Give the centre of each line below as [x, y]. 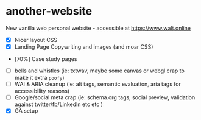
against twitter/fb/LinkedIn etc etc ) [58, 104]
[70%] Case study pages [46, 59]
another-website [49, 11]
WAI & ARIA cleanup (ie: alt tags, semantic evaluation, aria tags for [97, 84]
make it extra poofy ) [39, 78]
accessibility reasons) [42, 91]
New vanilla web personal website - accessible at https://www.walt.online [98, 28]
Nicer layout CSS [36, 40]
